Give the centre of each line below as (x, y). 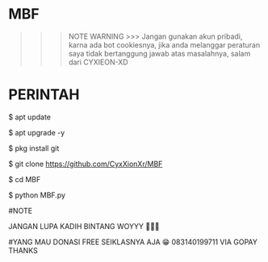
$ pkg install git (34, 148)
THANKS (23, 250)
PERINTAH (44, 95)
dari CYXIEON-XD (98, 62)
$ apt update (29, 117)
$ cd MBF (25, 179)
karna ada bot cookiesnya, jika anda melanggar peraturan (164, 44)
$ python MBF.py (37, 195)
